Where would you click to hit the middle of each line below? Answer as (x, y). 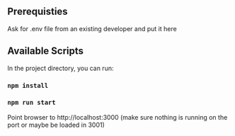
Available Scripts (45, 51)
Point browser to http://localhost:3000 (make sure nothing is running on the (117, 117)
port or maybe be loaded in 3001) (56, 125)
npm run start (31, 103)
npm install (28, 85)
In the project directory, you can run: (61, 68)
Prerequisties (38, 12)
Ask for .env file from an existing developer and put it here (92, 28)
